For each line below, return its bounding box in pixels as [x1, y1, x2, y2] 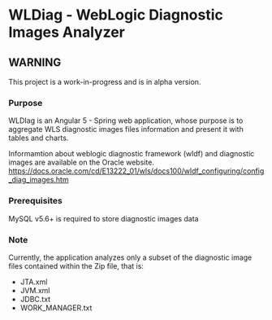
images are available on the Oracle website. [8, 157, 154, 168]
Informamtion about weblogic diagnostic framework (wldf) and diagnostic [8, 149, 255, 159]
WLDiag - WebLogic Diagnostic [8, 6, 223, 24]
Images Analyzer [8, 23, 126, 42]
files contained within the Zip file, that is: [8, 261, 145, 270]
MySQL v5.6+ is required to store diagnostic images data [8, 213, 199, 223]
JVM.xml [19, 285, 50, 295]
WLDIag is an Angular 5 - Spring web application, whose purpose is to [8, 116, 244, 125]
